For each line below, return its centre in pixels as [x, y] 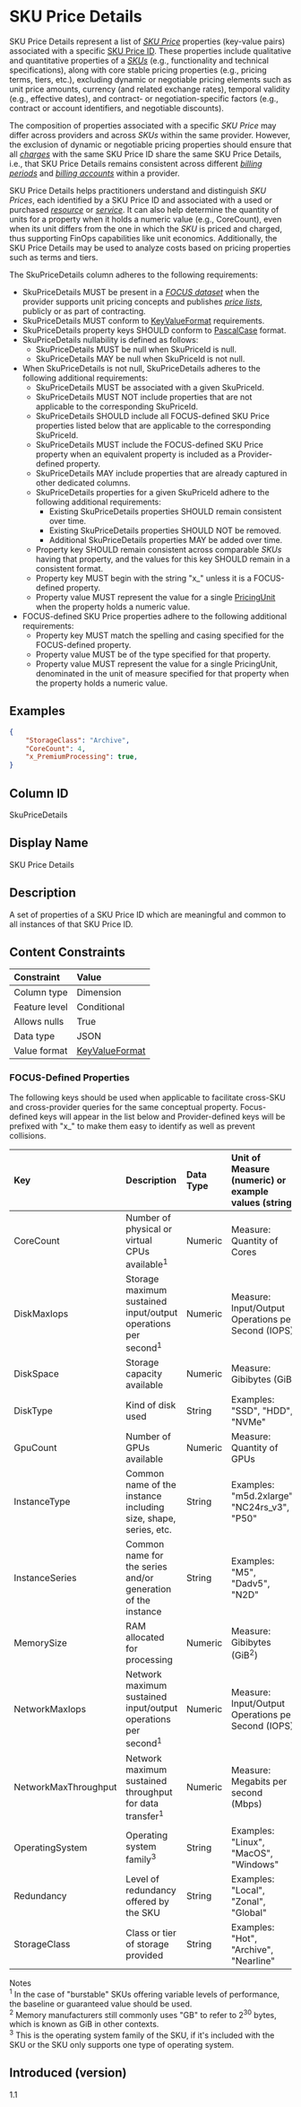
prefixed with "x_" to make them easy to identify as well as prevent [132, 1126]
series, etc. [148, 1530]
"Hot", [245, 1938]
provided [144, 1955]
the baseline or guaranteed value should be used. [101, 2004]
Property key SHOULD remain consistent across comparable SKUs [159, 549]
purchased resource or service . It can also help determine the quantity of [144, 209]
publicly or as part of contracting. [84, 310]
